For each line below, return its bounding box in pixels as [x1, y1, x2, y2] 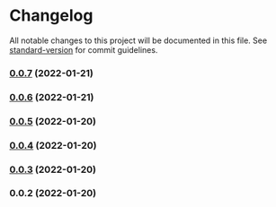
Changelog [9, 5, 93, 26]
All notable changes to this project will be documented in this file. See [9, 35, 268, 46]
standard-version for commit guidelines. [9, 44, 158, 55]
